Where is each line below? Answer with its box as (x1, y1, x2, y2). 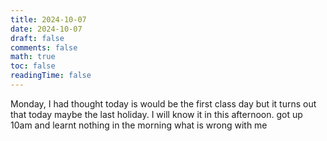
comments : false (10, 42, 78, 53)
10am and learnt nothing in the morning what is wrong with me (10, 119, 268, 131)
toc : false (10, 61, 56, 71)
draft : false (10, 33, 65, 43)
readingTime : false (10, 71, 92, 81)
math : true (10, 52, 56, 62)
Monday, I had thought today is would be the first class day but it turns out (10, 97, 317, 110)
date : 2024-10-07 (10, 24, 83, 34)
